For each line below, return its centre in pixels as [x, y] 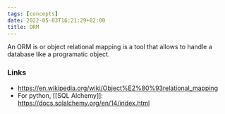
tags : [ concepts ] [33, 14]
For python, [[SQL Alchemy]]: [60, 95]
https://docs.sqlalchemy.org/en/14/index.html [84, 103]
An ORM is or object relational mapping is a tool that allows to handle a [110, 47]
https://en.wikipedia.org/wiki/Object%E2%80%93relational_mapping [118, 88]
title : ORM [23, 27]
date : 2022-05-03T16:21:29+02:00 [56, 20]
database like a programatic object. [59, 54]
